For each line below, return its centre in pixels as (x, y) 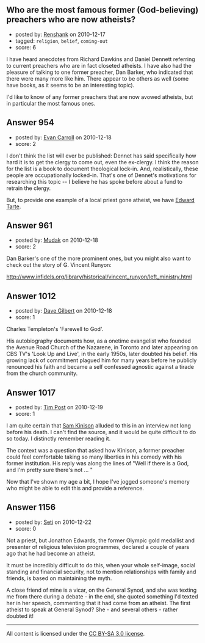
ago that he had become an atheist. (51, 553)
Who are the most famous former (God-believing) (103, 10)
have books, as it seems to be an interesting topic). (70, 85)
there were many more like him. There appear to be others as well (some (98, 78)
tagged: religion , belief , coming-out (61, 41)
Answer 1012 (31, 296)
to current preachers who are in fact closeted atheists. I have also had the (99, 65)
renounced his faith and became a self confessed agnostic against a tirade (100, 367)
